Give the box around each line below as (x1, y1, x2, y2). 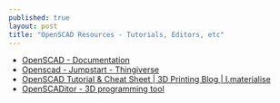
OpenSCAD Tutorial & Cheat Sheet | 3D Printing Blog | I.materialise (21, 74, 272, 85)
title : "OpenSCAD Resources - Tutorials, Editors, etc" (8, 30, 225, 39)
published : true (8, 13, 70, 23)
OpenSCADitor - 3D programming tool (21, 83, 165, 95)
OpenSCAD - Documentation (21, 55, 131, 66)
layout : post (8, 22, 58, 31)
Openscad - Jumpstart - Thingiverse (21, 64, 160, 75)
